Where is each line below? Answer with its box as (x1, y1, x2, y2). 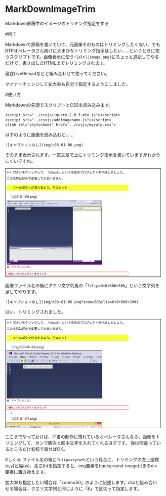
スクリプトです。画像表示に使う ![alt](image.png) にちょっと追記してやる (9, 53, 159, 60)
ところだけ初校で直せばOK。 (9, 446, 68, 452)
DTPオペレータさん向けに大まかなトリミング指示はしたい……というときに (5, 47, 156, 53)
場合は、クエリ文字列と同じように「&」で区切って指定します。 (13, 486, 142, 492)
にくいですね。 (5, 158, 36, 164)
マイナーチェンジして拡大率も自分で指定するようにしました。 (5, 81, 131, 87)
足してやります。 (5, 289, 40, 295)
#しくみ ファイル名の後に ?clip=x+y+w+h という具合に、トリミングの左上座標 (5, 456, 160, 462)
